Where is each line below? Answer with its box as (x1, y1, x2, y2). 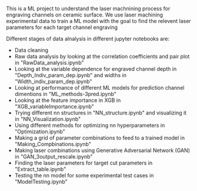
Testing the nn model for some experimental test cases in (14, 172, 154, 179)
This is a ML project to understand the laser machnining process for (6, 5, 171, 12)
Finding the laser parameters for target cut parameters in (14, 159, 153, 166)
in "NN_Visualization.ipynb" (14, 116, 81, 123)
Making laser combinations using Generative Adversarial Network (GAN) (14, 147, 190, 154)
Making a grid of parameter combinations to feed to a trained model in (14, 134, 185, 141)
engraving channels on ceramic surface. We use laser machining (6, 11, 163, 18)
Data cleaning (14, 47, 49, 54)
